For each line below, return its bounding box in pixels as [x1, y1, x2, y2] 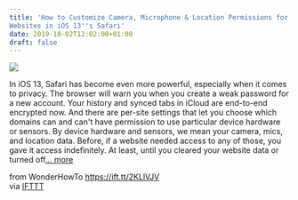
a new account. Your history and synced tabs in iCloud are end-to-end [9, 98, 268, 108]
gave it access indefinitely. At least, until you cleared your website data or [9, 145, 279, 156]
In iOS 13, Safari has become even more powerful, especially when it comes [9, 79, 287, 90]
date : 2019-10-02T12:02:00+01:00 [9, 29, 133, 38]
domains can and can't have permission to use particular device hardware [9, 116, 281, 127]
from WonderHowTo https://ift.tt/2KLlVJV [9, 172, 160, 182]
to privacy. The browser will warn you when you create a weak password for [9, 88, 289, 99]
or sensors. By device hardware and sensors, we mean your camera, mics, [9, 126, 283, 137]
